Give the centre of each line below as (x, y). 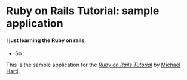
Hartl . (13, 71)
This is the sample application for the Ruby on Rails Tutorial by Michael (93, 65)
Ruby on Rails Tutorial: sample (83, 11)
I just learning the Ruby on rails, (46, 40)
